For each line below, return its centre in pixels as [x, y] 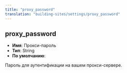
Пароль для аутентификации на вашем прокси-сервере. [63, 65]
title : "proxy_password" [30, 9]
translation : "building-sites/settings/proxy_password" [63, 14]
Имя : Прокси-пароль [34, 46]
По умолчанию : [29, 56]
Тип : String [23, 51]
